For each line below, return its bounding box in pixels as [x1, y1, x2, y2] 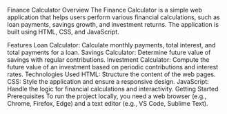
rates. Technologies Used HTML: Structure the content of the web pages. [7, 70, 216, 78]
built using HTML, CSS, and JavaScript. [7, 27, 119, 36]
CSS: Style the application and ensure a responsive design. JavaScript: [7, 78, 209, 85]
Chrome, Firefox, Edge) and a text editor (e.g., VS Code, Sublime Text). [7, 100, 208, 107]
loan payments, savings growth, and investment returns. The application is [7, 21, 219, 28]
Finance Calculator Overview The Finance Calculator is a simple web [7, 6, 202, 14]
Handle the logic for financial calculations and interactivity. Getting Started [7, 85, 219, 93]
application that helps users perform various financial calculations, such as [7, 13, 220, 21]
